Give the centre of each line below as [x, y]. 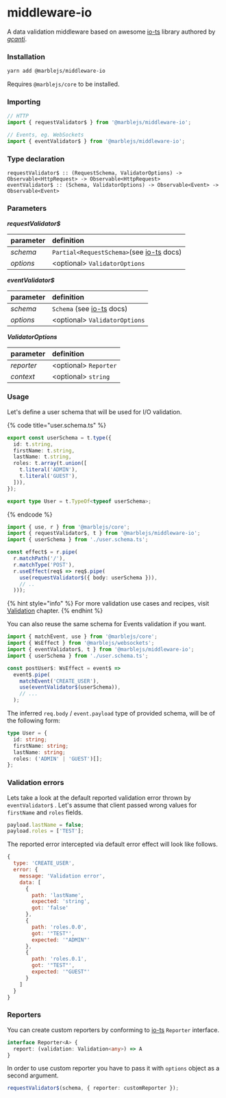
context [23, 376]
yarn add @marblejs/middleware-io [56, 71]
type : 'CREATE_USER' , [44, 863]
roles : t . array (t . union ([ [50, 464]
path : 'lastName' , [58, 895]
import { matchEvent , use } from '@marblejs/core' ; [82, 637]
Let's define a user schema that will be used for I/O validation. [95, 412]
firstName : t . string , [44, 450]
